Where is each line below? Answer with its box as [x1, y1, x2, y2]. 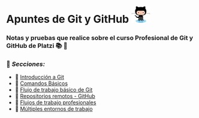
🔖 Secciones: [6, 60, 46, 68]
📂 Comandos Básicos [14, 80, 68, 87]
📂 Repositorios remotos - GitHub [14, 93, 96, 100]
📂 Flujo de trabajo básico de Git [14, 86, 93, 93]
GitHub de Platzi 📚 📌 [6, 41, 68, 50]
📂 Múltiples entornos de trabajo [14, 105, 93, 113]
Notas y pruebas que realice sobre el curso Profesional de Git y [6, 34, 194, 42]
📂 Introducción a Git [14, 74, 65, 81]
